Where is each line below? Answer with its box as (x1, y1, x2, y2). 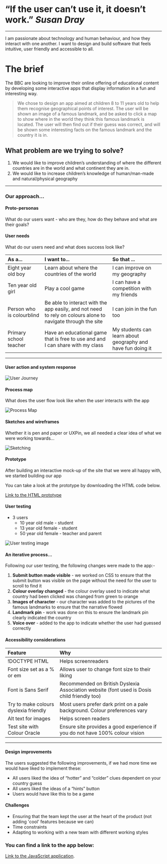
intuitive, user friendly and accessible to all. (5, 46, 94, 52)
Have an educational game (44, 329, 107, 336)
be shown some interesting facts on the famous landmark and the (17, 126, 152, 133)
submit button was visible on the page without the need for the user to (12, 577, 157, 583)
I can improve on (112, 265, 152, 272)
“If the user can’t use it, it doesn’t (5, 3, 146, 15)
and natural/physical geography (12, 176, 78, 182)
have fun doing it (112, 345, 152, 352)
